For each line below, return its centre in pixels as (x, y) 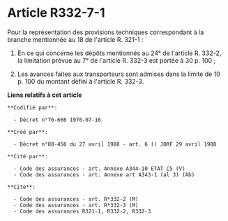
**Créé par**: (28, 132)
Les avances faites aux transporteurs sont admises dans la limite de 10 (119, 74)
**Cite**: (22, 187)
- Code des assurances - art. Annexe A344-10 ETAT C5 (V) (100, 169)
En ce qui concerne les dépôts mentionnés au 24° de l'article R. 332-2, (119, 53)
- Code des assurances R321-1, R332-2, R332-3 (82, 211)
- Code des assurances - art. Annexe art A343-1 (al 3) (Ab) (104, 175)
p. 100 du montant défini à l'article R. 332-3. (81, 81)
